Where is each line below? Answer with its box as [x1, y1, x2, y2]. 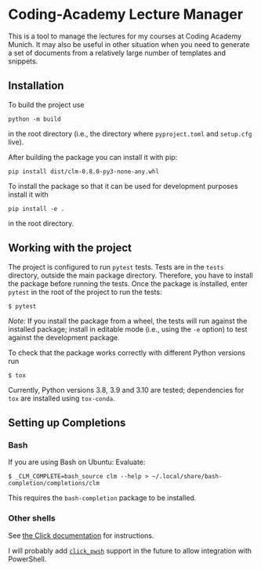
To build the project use [8, 100, 85, 109]
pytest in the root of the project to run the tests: [8, 287, 162, 296]
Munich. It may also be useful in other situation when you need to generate [8, 39, 250, 49]
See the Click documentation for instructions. [8, 531, 154, 540]
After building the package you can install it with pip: [8, 152, 178, 162]
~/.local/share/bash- [151, 473, 223, 481]
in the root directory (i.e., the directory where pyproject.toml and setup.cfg [8, 129, 252, 138]
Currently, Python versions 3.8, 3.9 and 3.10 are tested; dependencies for [8, 385, 245, 394]
